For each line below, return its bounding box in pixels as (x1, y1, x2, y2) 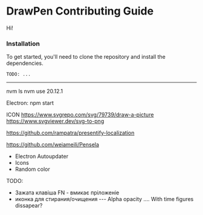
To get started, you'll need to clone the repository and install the (6, 53, 166, 61)
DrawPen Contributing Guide (6, 4, 154, 18)
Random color (14, 165, 50, 173)
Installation (6, 39, 40, 48)
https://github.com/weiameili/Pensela (6, 141, 100, 148)
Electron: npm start (6, 99, 54, 107)
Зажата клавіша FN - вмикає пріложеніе (14, 189, 120, 196)
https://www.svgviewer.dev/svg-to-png (6, 117, 105, 125)
